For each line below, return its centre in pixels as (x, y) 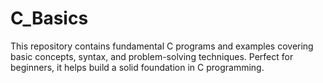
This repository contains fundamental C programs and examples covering (162, 46)
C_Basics (49, 18)
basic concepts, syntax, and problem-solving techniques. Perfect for (152, 56)
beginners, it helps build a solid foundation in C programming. (137, 67)
